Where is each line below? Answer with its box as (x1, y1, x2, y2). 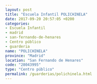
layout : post (5, 7, 32, 12)
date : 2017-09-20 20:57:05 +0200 (5, 16, 75, 21)
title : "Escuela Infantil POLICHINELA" (5, 12, 88, 17)
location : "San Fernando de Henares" (5, 58, 84, 63)
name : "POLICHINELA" (5, 48, 48, 53)
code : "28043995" (5, 62, 41, 67)
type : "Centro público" (5, 67, 55, 72)
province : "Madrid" (5, 53, 46, 58)
